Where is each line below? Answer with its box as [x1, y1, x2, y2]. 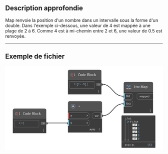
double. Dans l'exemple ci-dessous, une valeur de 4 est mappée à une [5, 22, 151, 28]
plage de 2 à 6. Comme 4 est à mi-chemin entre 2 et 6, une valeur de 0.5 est [5, 27, 162, 34]
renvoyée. [5, 33, 26, 39]
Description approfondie [5, 4, 83, 12]
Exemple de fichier [5, 52, 65, 61]
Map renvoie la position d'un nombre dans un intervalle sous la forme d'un [5, 17, 158, 23]
